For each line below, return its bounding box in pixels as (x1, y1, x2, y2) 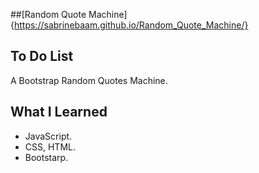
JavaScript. (24, 130, 73, 142)
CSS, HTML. (24, 140, 76, 153)
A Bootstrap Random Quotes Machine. (10, 74, 168, 86)
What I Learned (10, 104, 108, 121)
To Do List (10, 48, 74, 65)
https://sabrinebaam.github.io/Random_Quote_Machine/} (13, 19, 249, 31)
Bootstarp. (24, 151, 69, 163)
